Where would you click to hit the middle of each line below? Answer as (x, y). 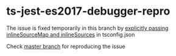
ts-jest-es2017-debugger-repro (88, 11)
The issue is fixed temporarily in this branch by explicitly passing (87, 28)
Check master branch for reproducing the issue (66, 46)
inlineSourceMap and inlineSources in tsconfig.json (71, 34)
